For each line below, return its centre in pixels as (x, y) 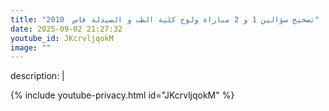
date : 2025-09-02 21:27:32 (66, 29)
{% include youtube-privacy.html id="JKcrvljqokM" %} (122, 95)
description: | (37, 76)
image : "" (31, 47)
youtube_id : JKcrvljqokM (62, 38)
